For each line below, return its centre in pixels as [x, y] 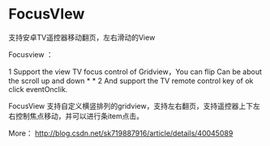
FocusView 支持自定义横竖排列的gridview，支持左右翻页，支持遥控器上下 [131, 106]
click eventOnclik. [38, 89]
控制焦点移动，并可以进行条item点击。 [79, 116]
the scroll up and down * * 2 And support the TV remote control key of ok [131, 81]
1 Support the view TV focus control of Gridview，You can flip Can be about [135, 71]
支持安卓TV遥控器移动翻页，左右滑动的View [82, 37]
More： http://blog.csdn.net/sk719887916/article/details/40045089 [121, 133]
